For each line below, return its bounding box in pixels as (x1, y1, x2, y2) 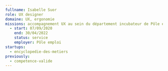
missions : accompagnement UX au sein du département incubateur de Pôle (5, 21, 160, 26)
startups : (5, 44, 26, 49)
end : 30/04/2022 (14, 30, 48, 35)
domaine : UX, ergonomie (5, 16, 55, 21)
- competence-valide (9, 58, 52, 63)
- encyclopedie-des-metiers (9, 49, 68, 54)
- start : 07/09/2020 (9, 26, 52, 31)
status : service (14, 35, 48, 40)
